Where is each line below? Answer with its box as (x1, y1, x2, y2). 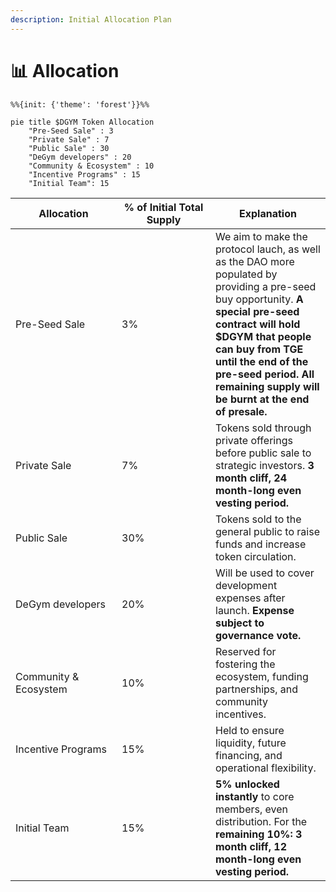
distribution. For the (215, 814, 308, 828)
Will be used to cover (215, 566, 315, 580)
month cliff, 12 (215, 839, 287, 853)
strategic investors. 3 (215, 458, 315, 472)
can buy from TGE (215, 342, 304, 356)
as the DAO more (215, 254, 295, 268)
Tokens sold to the (215, 512, 302, 526)
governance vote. (215, 628, 302, 642)
